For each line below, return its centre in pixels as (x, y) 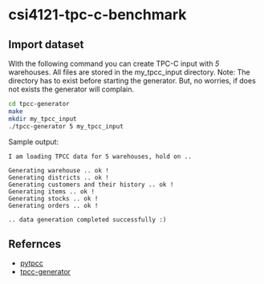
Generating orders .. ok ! (53, 205)
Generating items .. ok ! (51, 191)
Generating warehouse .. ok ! (59, 170)
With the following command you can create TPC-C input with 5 (114, 63)
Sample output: (33, 141)
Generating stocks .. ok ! (53, 198)
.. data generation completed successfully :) (87, 219)
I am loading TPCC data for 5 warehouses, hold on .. (100, 156)
